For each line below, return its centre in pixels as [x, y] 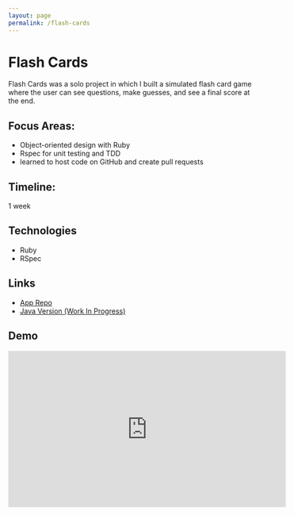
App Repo [36, 302]
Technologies [43, 231]
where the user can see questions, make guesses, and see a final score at [129, 93]
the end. [22, 101]
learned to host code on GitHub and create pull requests [111, 162]
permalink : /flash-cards [49, 23]
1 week [19, 206]
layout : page [30, 15]
